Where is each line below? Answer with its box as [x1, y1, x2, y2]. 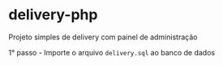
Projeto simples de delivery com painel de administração [8, 32, 198, 42]
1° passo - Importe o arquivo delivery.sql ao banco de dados [8, 47, 216, 57]
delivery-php [8, 6, 98, 24]
